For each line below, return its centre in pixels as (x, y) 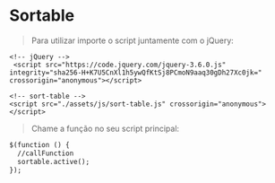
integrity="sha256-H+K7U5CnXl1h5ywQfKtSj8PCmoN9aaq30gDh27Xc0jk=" (136, 73)
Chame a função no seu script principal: (105, 128)
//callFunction (46, 153)
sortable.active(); (54, 161)
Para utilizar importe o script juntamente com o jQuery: (133, 40)
